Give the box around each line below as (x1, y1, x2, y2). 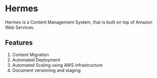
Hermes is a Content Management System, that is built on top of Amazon (5, 19, 153, 25)
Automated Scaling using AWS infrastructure (12, 62, 103, 68)
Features (5, 39, 33, 47)
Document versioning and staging (12, 67, 81, 73)
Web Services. (5, 24, 35, 30)
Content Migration (12, 52, 49, 57)
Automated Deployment (12, 57, 60, 63)
